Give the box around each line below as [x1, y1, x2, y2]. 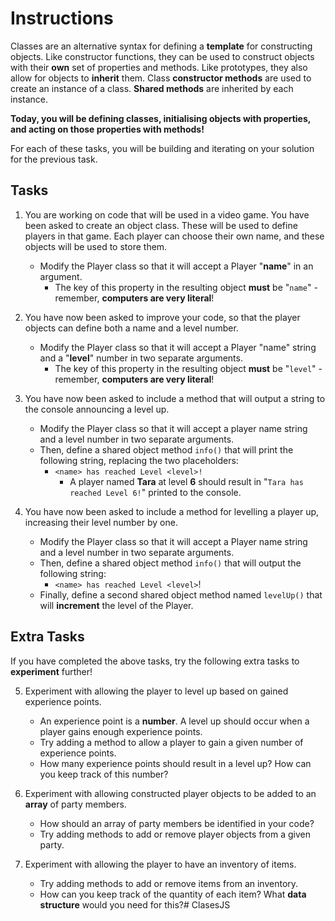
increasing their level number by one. [24, 516, 178, 528]
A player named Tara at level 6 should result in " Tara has [69, 475, 304, 487]
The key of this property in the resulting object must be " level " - [54, 362, 323, 374]
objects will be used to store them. [24, 240, 168, 252]
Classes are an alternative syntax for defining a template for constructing [10, 40, 313, 52]
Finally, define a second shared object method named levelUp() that [39, 588, 323, 601]
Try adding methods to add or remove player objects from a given [39, 828, 311, 840]
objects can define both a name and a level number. [24, 322, 239, 334]
